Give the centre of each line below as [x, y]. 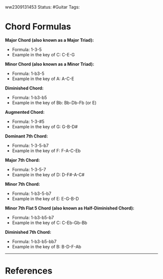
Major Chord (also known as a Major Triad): [49, 40]
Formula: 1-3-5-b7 [30, 145]
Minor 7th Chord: [23, 184]
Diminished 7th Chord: [28, 232]
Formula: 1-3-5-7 [29, 169]
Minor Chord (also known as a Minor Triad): [50, 64]
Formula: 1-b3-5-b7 [32, 193]
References [29, 271]
